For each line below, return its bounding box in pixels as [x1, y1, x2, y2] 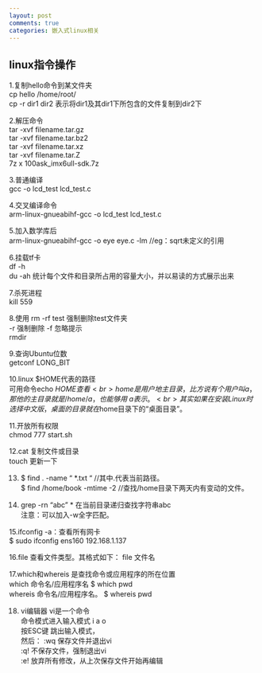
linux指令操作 [9, 57, 76, 72]
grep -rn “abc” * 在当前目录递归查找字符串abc [20, 500, 171, 510]
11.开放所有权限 [9, 421, 59, 431]
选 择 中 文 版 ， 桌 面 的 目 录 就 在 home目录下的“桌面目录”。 [9, 404, 187, 414]
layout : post [9, 11, 52, 20]
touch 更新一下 [9, 456, 58, 466]
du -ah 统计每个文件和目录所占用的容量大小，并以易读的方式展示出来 [9, 272, 235, 281]
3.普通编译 [9, 175, 44, 185]
